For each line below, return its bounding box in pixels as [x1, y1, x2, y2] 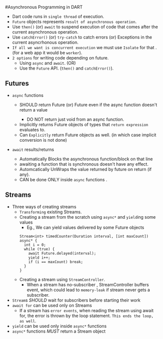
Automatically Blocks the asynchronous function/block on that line [19, 156, 153, 162]
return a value [19, 107, 48, 113]
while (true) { [23, 246, 55, 251]
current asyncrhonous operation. [12, 39, 79, 45]
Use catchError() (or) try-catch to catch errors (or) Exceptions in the [12, 34, 152, 40]
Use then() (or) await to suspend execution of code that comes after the [12, 24, 158, 30]
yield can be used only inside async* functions [12, 323, 107, 329]
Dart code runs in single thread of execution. [12, 14, 104, 19]
